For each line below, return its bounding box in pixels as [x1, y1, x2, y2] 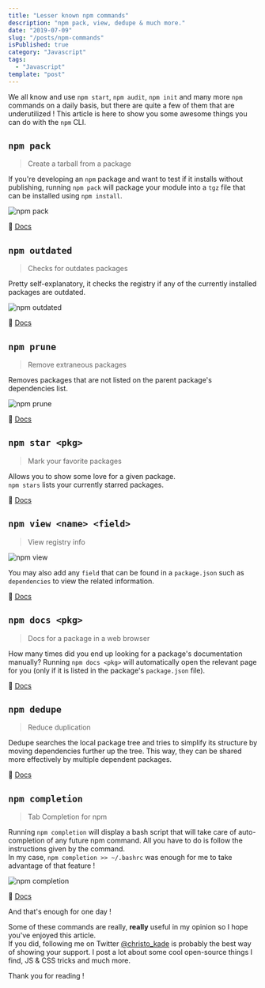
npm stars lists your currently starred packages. [8, 480, 165, 489]
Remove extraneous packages [27, 360, 127, 370]
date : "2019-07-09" [8, 26, 73, 34]
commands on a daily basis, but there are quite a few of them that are [8, 100, 235, 110]
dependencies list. [8, 384, 69, 394]
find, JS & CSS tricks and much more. [8, 956, 131, 965]
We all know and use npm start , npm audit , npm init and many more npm [8, 92, 243, 101]
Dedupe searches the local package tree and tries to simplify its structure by [8, 738, 258, 748]
